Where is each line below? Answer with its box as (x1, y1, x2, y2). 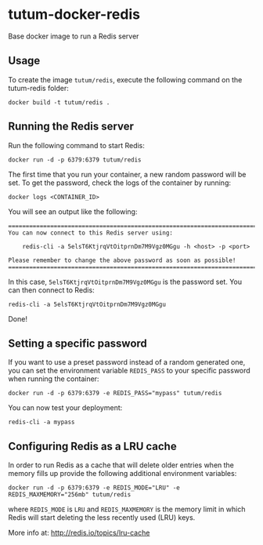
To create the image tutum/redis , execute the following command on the (8, 74, 243, 84)
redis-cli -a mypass (8, 418, 76, 427)
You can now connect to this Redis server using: (8, 229, 174, 237)
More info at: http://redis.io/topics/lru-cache (8, 528, 150, 538)
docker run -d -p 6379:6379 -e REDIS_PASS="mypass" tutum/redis (8, 390, 222, 398)
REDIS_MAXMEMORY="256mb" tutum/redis (8, 491, 131, 499)
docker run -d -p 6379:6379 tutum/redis (8, 155, 142, 164)
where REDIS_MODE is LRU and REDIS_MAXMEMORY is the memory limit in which (8, 504, 246, 514)
